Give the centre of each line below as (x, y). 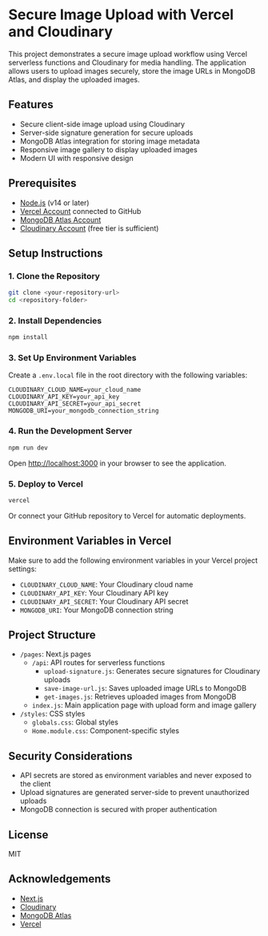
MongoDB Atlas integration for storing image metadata (110, 141)
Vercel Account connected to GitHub (80, 211)
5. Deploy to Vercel (46, 484)
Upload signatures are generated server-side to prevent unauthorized (134, 793)
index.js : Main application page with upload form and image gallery (144, 705)
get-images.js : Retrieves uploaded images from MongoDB (140, 697)
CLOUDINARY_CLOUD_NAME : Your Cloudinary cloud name (106, 584)
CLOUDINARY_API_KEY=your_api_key (64, 397)
